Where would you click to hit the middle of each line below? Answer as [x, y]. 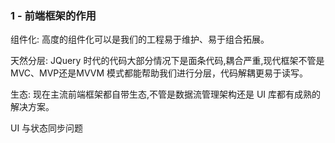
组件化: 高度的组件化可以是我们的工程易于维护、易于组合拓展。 [140, 39]
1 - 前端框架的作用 [53, 15]
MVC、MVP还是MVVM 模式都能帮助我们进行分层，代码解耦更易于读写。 [159, 73]
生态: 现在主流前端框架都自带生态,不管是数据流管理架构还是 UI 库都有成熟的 [166, 94]
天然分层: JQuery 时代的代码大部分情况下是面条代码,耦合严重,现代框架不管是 [167, 61]
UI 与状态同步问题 [47, 128]
